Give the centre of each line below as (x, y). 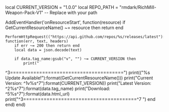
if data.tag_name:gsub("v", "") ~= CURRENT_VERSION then (75, 59)
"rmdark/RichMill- (138, 7)
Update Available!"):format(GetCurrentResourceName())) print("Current (79, 78)
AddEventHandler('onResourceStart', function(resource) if (65, 22)
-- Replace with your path (71, 13)
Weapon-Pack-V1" (24, 13)
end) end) (16, 104)
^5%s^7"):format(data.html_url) (37, 94)
